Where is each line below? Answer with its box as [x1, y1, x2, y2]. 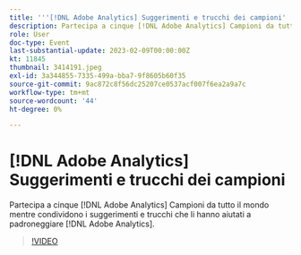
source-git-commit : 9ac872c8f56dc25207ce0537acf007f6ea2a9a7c [9, 80, 246, 89]
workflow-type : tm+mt [9, 88, 90, 97]
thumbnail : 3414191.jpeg [9, 64, 102, 72]
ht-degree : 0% [9, 105, 63, 114]
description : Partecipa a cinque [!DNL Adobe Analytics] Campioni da [9, 21, 275, 30]
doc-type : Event [9, 38, 70, 47]
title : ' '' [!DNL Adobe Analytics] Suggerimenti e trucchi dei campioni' [9, 13, 287, 22]
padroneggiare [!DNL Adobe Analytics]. [9, 218, 155, 229]
